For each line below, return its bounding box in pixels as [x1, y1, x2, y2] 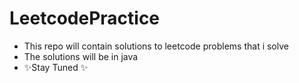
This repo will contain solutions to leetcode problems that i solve [23, 40, 289, 52]
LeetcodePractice [9, 7, 161, 30]
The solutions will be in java [23, 50, 139, 62]
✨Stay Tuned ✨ [23, 61, 89, 73]
